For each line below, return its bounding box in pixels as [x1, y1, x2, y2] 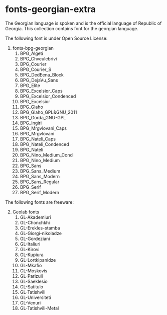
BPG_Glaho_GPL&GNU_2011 [20, 109, 77, 115]
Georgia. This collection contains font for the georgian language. [5, 25, 139, 31]
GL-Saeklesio [20, 278, 48, 284]
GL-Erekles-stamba [20, 225, 60, 231]
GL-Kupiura [20, 252, 44, 258]
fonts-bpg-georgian [12, 45, 54, 51]
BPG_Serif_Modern [20, 189, 59, 195]
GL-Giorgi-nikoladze [20, 230, 62, 236]
